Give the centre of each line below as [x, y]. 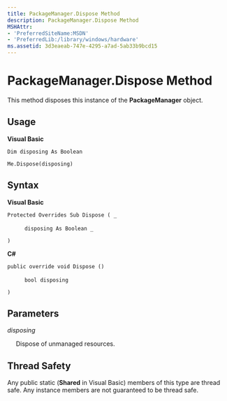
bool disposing [46, 280]
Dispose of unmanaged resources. [65, 344]
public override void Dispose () [56, 266]
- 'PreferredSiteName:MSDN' [48, 33]
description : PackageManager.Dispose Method [73, 20]
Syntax [23, 185]
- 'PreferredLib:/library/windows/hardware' [73, 40]
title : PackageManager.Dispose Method [64, 14]
